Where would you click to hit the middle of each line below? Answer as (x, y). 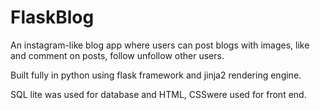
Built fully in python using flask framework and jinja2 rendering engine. (156, 75)
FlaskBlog (52, 17)
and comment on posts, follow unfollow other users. (117, 55)
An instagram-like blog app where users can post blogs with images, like (160, 45)
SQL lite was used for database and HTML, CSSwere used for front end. (158, 94)
